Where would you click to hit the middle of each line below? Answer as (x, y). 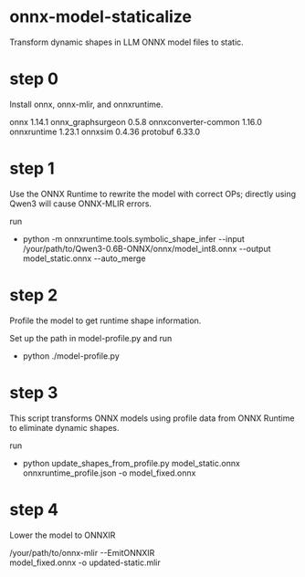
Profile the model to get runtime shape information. (105, 320)
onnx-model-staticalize (100, 17)
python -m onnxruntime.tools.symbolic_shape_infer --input (133, 238)
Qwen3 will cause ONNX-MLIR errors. (81, 204)
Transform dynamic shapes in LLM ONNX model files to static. (126, 42)
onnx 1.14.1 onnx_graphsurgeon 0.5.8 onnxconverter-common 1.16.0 (136, 121)
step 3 (34, 392)
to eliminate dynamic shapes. (64, 427)
